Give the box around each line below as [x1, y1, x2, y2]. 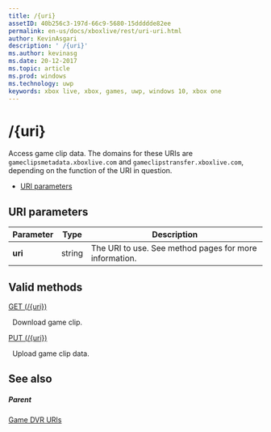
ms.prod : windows [8, 72, 67, 80]
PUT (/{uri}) [8, 332, 48, 342]
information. [90, 252, 137, 264]
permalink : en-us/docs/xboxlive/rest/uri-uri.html [8, 27, 182, 35]
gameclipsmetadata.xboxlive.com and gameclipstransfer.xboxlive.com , [8, 157, 244, 167]
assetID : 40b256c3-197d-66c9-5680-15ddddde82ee [8, 19, 172, 28]
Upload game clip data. [11, 349, 90, 358]
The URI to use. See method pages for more [90, 243, 257, 254]
